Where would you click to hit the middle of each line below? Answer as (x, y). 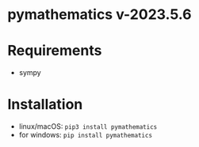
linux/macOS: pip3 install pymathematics (88, 126)
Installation (45, 105)
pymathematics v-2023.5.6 (99, 15)
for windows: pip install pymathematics (85, 135)
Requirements (55, 51)
